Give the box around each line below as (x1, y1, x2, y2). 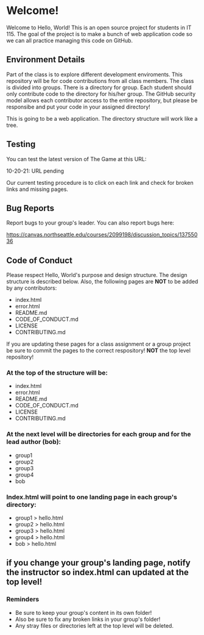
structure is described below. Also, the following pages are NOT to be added (6, 278, 199, 285)
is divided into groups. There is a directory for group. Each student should (6, 84, 192, 91)
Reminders (6, 595, 40, 604)
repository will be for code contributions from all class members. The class (6, 77, 194, 84)
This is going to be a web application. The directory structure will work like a (6, 115, 198, 122)
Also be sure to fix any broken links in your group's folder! (15, 615, 161, 623)
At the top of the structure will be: (6, 368, 108, 377)
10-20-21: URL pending (6, 167, 65, 174)
